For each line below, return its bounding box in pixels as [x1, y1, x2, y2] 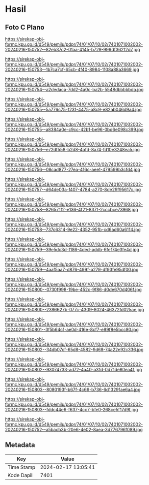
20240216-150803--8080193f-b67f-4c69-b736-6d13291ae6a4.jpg [5, 387, 141, 392]
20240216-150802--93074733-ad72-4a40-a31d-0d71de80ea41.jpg [5, 367, 142, 372]
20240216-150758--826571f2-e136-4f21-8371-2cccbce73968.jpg [5, 207, 138, 212]
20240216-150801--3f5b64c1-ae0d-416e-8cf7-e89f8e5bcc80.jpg [5, 326, 139, 332]
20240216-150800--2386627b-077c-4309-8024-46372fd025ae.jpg [5, 307, 144, 312]
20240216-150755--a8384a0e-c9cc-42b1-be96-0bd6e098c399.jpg [5, 127, 144, 132]
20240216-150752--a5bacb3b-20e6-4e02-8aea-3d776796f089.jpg [5, 427, 143, 432]
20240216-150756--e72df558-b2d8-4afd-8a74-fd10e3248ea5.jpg [5, 147, 140, 152]
